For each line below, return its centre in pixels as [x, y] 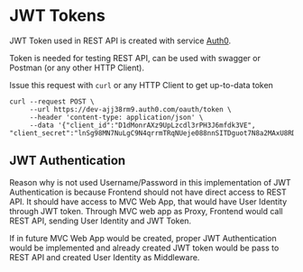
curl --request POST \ [52, 101]
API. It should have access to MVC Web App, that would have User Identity [148, 201]
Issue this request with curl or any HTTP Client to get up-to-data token [141, 85]
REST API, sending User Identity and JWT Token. [101, 221]
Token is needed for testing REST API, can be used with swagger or [135, 58]
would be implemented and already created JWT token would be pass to [144, 248]
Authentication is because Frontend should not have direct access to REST [148, 192]
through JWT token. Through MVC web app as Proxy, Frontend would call [147, 211]
